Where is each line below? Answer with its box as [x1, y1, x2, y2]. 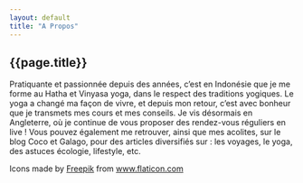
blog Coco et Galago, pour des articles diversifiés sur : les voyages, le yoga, [9, 136, 293, 147]
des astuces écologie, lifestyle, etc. [9, 146, 142, 157]
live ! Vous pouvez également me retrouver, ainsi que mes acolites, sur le [9, 127, 281, 138]
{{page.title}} [9, 55, 88, 70]
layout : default [9, 13, 71, 23]
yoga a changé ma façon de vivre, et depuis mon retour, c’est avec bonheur [9, 98, 291, 109]
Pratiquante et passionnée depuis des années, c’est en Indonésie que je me [9, 78, 291, 90]
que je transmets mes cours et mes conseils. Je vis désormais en [9, 107, 253, 118]
